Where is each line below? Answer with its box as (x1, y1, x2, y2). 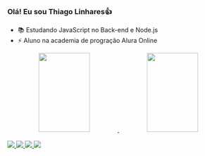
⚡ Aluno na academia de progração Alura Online (17, 37, 158, 45)
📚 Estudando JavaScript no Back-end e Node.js (17, 26, 159, 34)
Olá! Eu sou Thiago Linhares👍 (7, 6, 113, 16)
